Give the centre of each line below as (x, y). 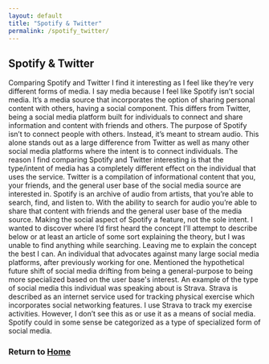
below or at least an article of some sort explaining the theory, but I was (127, 237)
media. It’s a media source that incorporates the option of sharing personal (132, 100)
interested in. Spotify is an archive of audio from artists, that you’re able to (131, 194)
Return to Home (39, 352)
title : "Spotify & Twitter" (55, 23)
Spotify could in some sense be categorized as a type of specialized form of (134, 322)
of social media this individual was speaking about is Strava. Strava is (123, 288)
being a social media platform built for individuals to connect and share (126, 117)
